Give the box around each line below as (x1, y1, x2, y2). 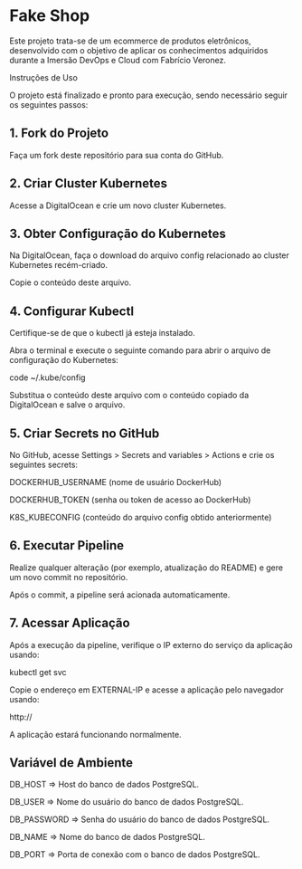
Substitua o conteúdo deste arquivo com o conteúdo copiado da (9, 390, 250, 401)
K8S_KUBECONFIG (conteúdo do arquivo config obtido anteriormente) (9, 512, 272, 522)
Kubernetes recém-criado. (9, 260, 109, 271)
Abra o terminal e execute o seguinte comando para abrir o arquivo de (9, 345, 271, 356)
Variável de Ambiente (9, 755, 134, 770)
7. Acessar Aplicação (9, 616, 130, 631)
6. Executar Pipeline (9, 538, 125, 553)
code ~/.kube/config (9, 372, 86, 383)
